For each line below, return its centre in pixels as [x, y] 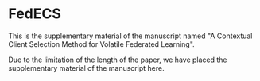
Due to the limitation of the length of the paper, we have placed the [118, 60]
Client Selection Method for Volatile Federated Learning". [101, 44]
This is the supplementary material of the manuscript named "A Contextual [130, 36]
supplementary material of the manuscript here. [86, 67]
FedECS [35, 14]
